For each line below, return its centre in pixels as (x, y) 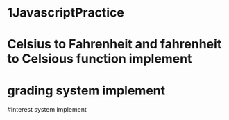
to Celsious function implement (100, 59)
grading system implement (86, 90)
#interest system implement (47, 110)
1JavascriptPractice (66, 13)
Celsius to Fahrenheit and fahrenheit (114, 44)
